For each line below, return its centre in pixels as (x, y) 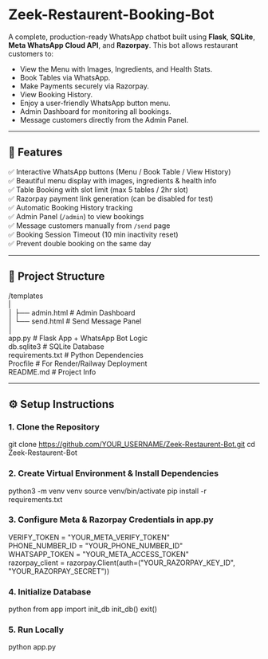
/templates (26, 296)
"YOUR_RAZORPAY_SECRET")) (59, 571)
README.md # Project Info (52, 371)
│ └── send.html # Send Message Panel (75, 321)
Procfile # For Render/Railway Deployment (78, 363)
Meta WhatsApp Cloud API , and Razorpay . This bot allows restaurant (123, 45)
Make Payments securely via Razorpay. (84, 86)
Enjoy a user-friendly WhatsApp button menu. (95, 103)
